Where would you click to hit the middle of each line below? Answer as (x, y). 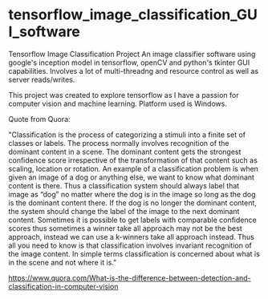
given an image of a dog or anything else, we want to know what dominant (132, 177)
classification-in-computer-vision (63, 286)
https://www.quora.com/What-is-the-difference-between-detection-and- (130, 277)
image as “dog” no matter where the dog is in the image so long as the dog (132, 194)
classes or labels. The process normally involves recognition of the (119, 143)
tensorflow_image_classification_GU (133, 15)
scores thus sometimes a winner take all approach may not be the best (125, 228)
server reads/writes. (42, 79)
